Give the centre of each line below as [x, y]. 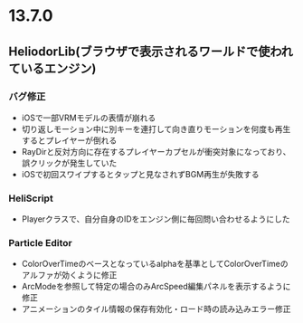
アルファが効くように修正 [69, 275]
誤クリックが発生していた [69, 163]
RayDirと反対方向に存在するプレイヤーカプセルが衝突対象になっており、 [156, 151]
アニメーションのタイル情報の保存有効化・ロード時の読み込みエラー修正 [156, 309]
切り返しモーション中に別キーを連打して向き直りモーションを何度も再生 [156, 128]
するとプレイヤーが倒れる [69, 140]
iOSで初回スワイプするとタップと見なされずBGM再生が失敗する [140, 174]
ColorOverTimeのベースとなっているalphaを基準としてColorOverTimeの [155, 264]
